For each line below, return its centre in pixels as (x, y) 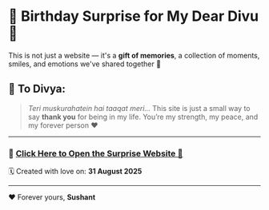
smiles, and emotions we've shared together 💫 (85, 64)
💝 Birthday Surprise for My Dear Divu (133, 16)
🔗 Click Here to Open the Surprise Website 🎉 (96, 153)
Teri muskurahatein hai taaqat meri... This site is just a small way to (139, 108)
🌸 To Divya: (37, 89)
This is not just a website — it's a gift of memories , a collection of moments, (134, 55)
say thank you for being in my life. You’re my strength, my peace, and (143, 117)
